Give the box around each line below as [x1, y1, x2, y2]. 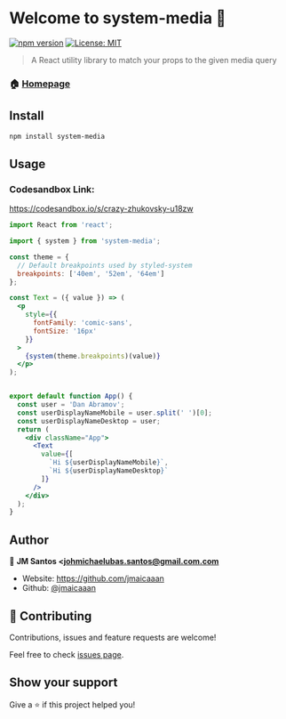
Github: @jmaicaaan [21, 583, 96, 594]
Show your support [9, 675, 118, 691]
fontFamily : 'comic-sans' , [32, 319, 133, 327]
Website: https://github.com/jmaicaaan [21, 573, 164, 584]
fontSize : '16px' [32, 327, 98, 335]
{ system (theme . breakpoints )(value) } [25, 351, 162, 360]
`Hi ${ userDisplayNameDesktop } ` [48, 466, 169, 475]
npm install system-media [9, 132, 105, 141]
